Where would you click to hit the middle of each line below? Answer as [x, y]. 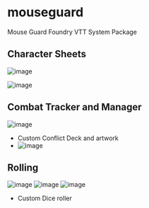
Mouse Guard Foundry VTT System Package [72, 32]
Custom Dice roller [44, 198]
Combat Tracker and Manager [75, 107]
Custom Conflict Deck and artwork [68, 138]
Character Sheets [47, 54]
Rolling [23, 167]
